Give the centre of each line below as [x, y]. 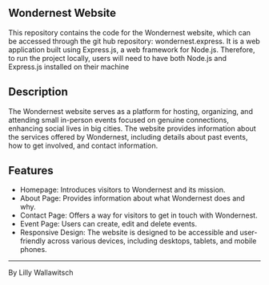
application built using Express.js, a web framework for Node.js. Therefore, [132, 49]
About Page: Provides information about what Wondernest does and [132, 198]
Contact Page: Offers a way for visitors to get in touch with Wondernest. [139, 215]
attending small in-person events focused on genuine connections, [119, 120]
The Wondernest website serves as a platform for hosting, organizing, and [131, 111]
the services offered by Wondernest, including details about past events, [128, 136]
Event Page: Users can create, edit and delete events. [108, 224]
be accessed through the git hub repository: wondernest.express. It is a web [134, 41]
